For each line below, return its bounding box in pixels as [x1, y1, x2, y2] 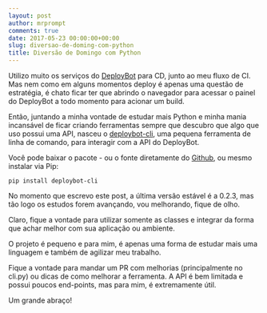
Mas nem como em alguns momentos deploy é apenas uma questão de [8, 79, 244, 89]
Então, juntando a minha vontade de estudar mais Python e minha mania [8, 112, 247, 121]
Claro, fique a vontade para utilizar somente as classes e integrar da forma [8, 215, 254, 224]
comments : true [8, 26, 59, 34]
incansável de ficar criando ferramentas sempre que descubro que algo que [8, 121, 260, 130]
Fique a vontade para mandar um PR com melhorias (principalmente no [8, 263, 243, 272]
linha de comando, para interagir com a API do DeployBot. [8, 138, 200, 146]
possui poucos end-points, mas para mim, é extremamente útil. [8, 280, 217, 289]
